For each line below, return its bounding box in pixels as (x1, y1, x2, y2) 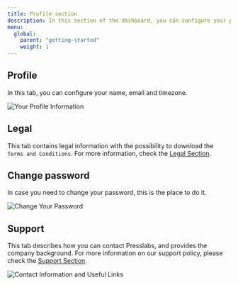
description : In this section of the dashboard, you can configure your (7, 17, 227, 24)
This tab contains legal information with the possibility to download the (7, 141, 214, 150)
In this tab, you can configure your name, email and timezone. (7, 88, 188, 96)
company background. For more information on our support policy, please (7, 249, 223, 257)
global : (13, 30, 37, 38)
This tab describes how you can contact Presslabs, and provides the (7, 242, 208, 250)
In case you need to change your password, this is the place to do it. (7, 189, 207, 197)
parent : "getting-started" (20, 37, 100, 44)
